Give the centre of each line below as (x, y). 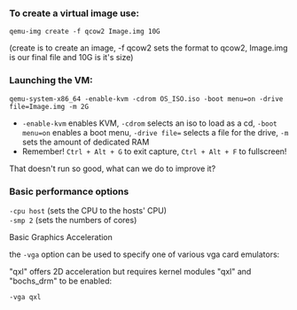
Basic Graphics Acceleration (61, 236)
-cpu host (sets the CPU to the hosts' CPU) (88, 210)
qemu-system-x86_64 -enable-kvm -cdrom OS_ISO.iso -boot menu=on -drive (146, 99)
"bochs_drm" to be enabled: (61, 281)
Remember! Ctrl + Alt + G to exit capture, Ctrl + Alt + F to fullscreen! (154, 151)
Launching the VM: (51, 81)
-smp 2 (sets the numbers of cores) (73, 220)
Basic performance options (69, 191)
